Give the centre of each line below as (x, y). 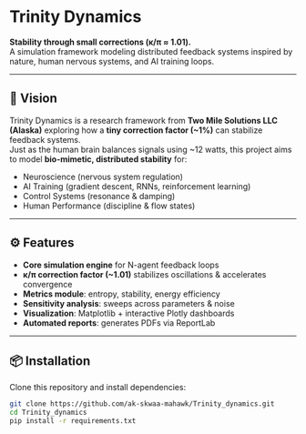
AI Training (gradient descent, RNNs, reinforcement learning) (137, 186)
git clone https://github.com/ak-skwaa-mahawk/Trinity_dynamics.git (142, 404)
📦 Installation (50, 361)
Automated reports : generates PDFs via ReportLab (119, 323)
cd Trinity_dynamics (49, 413)
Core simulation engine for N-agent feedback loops (121, 265)
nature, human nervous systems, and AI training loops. (112, 61)
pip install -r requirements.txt (73, 421)
